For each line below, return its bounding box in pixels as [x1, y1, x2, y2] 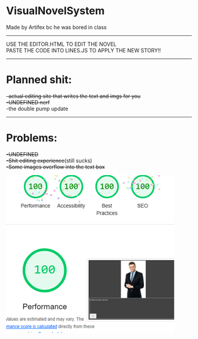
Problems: [6, 131, 58, 145]
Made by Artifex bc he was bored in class [6, 24, 107, 31]
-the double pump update [6, 105, 69, 112]
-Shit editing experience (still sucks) [6, 157, 93, 164]
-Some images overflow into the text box [6, 163, 105, 170]
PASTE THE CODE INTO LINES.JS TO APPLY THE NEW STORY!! [6, 47, 161, 54]
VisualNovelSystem [6, 4, 105, 18]
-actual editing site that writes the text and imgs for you [6, 93, 141, 100]
